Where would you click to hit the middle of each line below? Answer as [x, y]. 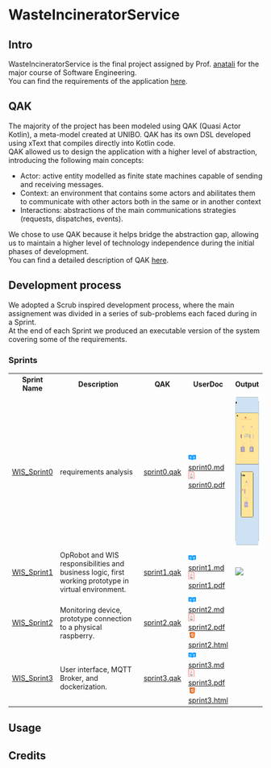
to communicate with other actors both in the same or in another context [140, 201]
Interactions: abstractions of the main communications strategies [128, 210]
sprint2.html [208, 645]
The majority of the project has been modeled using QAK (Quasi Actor [125, 126]
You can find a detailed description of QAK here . [89, 260]
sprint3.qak [163, 678]
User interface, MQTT [96, 670]
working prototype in [94, 580]
